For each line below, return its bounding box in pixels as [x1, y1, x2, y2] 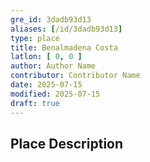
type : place [10, 33, 60, 43]
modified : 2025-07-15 [10, 89, 101, 99]
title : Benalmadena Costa [10, 42, 118, 53]
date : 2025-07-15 [10, 80, 83, 90]
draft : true [10, 98, 60, 108]
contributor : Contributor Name [10, 71, 141, 81]
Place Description [10, 135, 124, 152]
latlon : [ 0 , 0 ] [10, 52, 83, 62]
